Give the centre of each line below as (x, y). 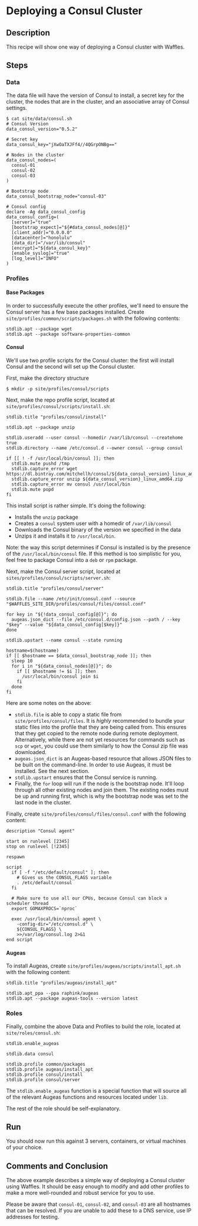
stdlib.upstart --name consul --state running (64, 641)
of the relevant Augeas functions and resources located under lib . (87, 1097)
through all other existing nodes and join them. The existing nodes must (102, 790)
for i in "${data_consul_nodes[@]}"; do (62, 667)
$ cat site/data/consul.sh (39, 119)
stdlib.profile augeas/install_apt (50, 1069)
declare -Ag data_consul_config (46, 212)
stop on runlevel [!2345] (38, 847)
